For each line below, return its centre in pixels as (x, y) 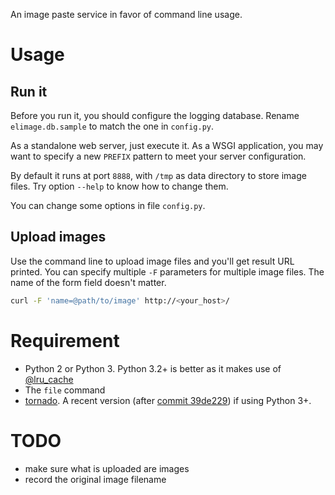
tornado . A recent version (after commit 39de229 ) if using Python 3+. (168, 400)
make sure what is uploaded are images (107, 468)
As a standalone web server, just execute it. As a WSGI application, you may (167, 145)
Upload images (58, 237)
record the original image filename (95, 479)
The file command (65, 390)
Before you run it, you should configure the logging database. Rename (155, 115)
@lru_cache (49, 379)
